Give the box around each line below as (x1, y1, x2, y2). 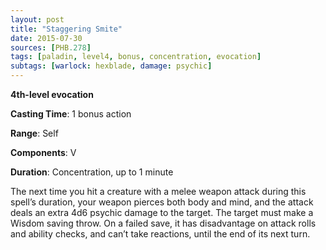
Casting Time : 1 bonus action (10, 108, 132, 120)
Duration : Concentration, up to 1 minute (10, 166, 174, 178)
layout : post (10, 14, 65, 25)
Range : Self (10, 127, 59, 139)
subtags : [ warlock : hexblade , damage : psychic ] (10, 61, 213, 71)
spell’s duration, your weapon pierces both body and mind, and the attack (10, 196, 314, 208)
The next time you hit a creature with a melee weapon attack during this (10, 186, 307, 197)
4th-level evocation (10, 89, 94, 100)
